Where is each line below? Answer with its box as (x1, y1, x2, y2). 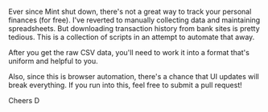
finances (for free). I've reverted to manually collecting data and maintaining (8, 15, 261, 25)
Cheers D (8, 96, 40, 105)
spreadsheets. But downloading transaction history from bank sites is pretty (8, 24, 260, 33)
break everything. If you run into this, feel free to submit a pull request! (8, 80, 243, 90)
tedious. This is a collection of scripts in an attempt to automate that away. (8, 32, 255, 42)
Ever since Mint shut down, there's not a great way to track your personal (8, 7, 252, 16)
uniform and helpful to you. (8, 56, 98, 66)
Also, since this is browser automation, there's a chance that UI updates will (8, 72, 259, 81)
